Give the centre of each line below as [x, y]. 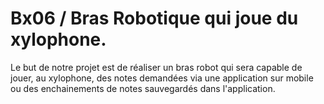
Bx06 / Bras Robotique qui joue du [154, 18]
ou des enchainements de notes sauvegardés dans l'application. [143, 88]
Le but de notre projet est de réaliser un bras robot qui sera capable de [156, 67]
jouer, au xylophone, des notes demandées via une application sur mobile [162, 78]
